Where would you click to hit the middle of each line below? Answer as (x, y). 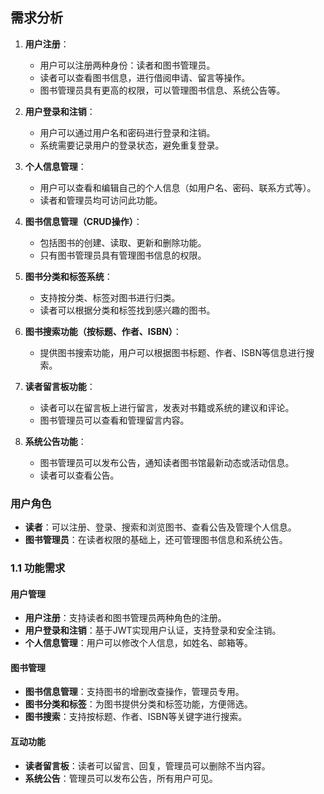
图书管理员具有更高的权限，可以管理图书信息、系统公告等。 (162, 90)
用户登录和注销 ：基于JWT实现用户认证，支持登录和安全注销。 (153, 630)
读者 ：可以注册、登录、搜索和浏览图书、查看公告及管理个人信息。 (160, 527)
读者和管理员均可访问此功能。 (101, 200)
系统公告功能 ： (55, 441)
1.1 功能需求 (38, 568)
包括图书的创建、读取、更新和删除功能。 (123, 242)
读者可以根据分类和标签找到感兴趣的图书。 (127, 310)
